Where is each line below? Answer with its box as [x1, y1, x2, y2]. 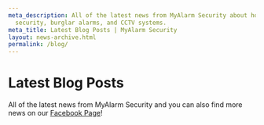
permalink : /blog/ [8, 41, 68, 48]
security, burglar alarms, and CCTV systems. [15, 19, 167, 27]
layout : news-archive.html [8, 33, 97, 41]
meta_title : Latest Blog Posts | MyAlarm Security [8, 26, 178, 34]
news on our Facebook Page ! [8, 109, 103, 118]
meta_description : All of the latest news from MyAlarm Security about [8, 11, 247, 20]
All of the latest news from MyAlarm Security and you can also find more [8, 100, 243, 109]
